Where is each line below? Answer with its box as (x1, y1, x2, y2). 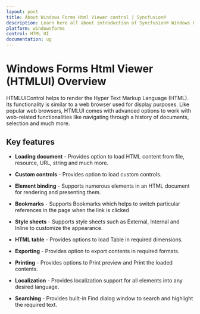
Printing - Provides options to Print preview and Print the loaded (14, 259, 173, 266)
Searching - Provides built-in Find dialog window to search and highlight (14, 294, 193, 301)
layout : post (6, 8, 39, 15)
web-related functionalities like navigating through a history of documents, (6, 113, 189, 120)
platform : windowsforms (6, 25, 65, 32)
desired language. (14, 283, 60, 290)
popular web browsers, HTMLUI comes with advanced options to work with (6, 107, 192, 114)
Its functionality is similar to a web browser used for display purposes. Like (6, 101, 189, 108)
